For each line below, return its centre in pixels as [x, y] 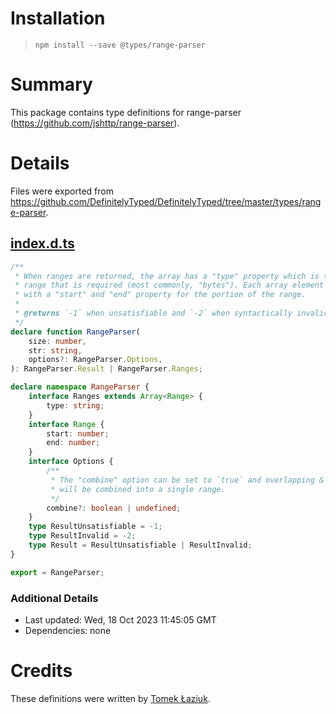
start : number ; [78, 433]
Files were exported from [62, 191]
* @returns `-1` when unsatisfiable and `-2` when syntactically [153, 313]
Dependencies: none [68, 630]
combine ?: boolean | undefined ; [114, 508]
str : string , [55, 350]
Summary [51, 84]
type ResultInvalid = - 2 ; [82, 536]
